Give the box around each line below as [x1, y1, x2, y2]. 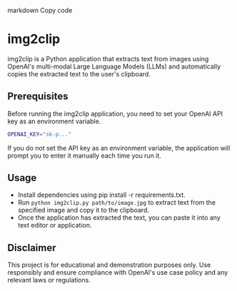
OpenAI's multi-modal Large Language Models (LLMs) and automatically [7, 62, 221, 71]
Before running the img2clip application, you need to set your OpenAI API [7, 109, 223, 118]
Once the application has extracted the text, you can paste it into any [17, 213, 221, 222]
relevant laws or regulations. [7, 276, 91, 285]
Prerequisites [7, 91, 69, 103]
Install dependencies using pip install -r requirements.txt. [17, 190, 186, 199]
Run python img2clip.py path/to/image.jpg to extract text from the [17, 198, 216, 207]
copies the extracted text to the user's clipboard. [7, 69, 151, 78]
